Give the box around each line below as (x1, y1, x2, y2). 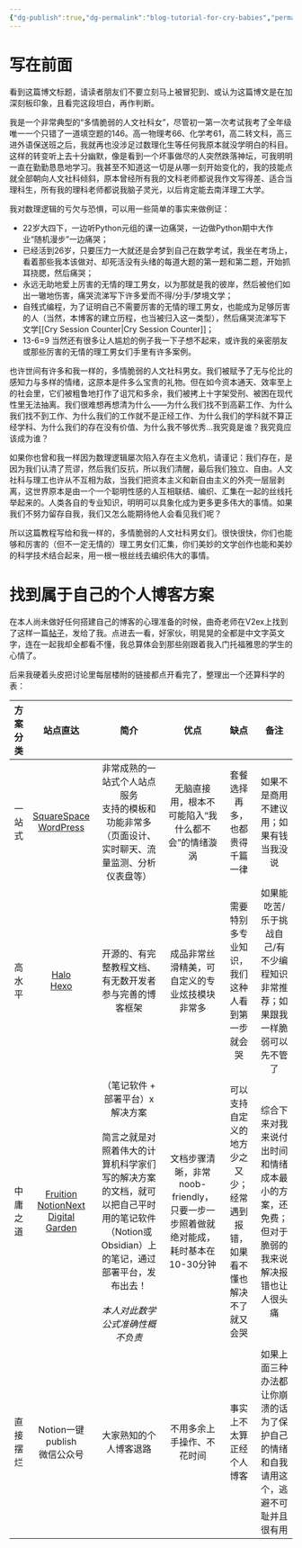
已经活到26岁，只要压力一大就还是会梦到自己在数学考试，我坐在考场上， (22, 245, 293, 256)
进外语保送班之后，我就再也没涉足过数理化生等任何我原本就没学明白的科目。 (9, 139, 293, 149)
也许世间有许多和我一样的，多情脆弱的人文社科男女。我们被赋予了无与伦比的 (9, 365, 293, 376)
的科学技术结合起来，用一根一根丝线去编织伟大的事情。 (9, 550, 214, 561)
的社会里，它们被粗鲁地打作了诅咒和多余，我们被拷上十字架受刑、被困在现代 (9, 388, 293, 399)
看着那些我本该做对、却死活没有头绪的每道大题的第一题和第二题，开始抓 (22, 256, 290, 266)
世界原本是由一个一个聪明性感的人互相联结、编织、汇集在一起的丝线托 (32, 485, 293, 496)
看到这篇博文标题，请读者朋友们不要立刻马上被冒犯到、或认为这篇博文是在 (9, 86, 285, 97)
